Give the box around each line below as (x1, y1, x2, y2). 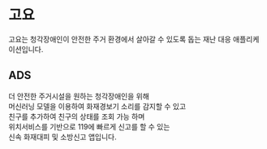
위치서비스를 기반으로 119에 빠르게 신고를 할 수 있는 (8, 121, 170, 131)
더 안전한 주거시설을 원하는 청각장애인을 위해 (8, 91, 150, 101)
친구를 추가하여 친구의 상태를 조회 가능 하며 (8, 112, 145, 121)
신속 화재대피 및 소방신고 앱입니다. (8, 132, 117, 142)
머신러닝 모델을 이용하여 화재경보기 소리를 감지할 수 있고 (8, 101, 187, 111)
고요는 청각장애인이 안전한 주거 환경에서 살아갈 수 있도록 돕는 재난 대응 (8, 34, 231, 44)
